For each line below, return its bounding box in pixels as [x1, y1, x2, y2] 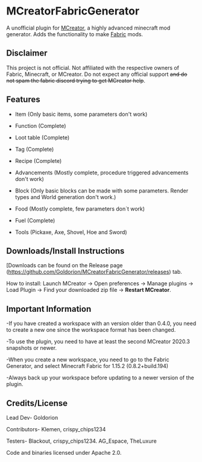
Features [6, 95, 40, 105]
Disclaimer [6, 48, 48, 59]
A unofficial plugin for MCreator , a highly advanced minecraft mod [6, 24, 171, 31]
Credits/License [6, 398, 68, 408]
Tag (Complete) [14, 145, 54, 153]
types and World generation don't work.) [14, 193, 116, 200]
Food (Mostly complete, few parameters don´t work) [14, 205, 145, 212]
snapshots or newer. [6, 344, 57, 352]
